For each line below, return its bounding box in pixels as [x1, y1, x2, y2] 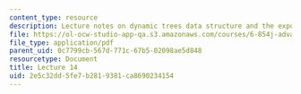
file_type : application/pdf [9, 38, 115, 47]
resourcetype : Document [9, 55, 99, 64]
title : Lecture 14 [9, 64, 78, 73]
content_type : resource [9, 13, 99, 22]
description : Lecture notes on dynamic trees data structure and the [9, 21, 275, 30]
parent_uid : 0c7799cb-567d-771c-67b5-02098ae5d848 [9, 47, 202, 56]
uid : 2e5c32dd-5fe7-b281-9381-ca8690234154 [9, 72, 175, 81]
